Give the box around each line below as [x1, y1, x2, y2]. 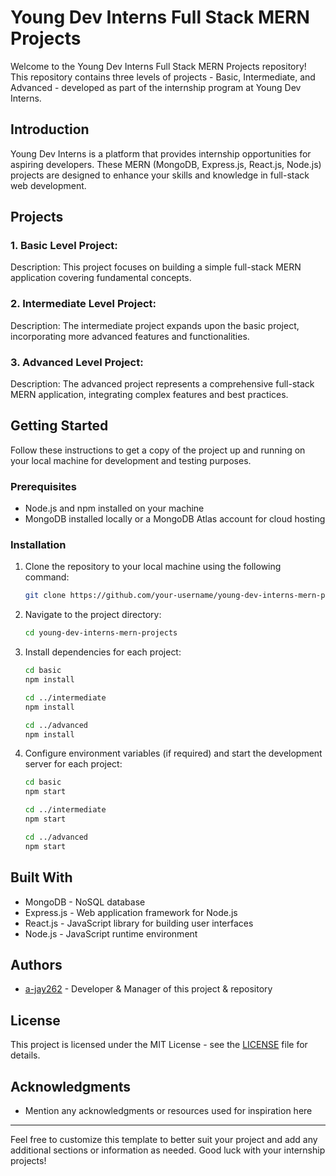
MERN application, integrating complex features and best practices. [10, 389, 289, 401]
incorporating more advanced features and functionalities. [10, 330, 250, 342]
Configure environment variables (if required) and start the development [24, 747, 323, 760]
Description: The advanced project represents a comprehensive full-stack [10, 378, 315, 390]
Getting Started [10, 417, 109, 435]
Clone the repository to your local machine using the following [24, 561, 282, 573]
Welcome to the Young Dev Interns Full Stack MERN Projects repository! [10, 60, 307, 72]
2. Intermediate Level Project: [10, 297, 157, 311]
